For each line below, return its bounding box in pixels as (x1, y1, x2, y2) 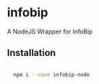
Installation (7, 47, 56, 59)
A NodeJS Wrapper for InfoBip (7, 27, 93, 36)
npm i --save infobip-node (13, 71, 90, 78)
